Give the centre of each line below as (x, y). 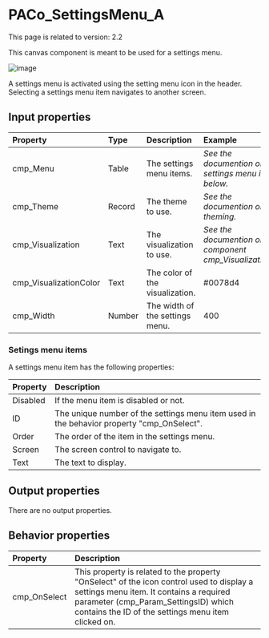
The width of (170, 305)
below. (216, 184)
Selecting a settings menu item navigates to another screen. (107, 92)
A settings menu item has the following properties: (91, 367)
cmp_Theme (35, 206)
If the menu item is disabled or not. (120, 401)
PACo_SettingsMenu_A (86, 15)
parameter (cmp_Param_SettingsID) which (155, 601)
